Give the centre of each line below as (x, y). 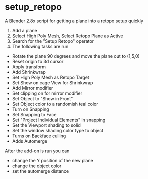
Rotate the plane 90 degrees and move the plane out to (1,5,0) (76, 56)
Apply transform (29, 67)
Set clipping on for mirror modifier (47, 93)
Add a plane (25, 30)
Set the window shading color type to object (58, 130)
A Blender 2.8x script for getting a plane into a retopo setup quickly (74, 21)
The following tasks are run (40, 46)
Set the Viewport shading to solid (47, 125)
